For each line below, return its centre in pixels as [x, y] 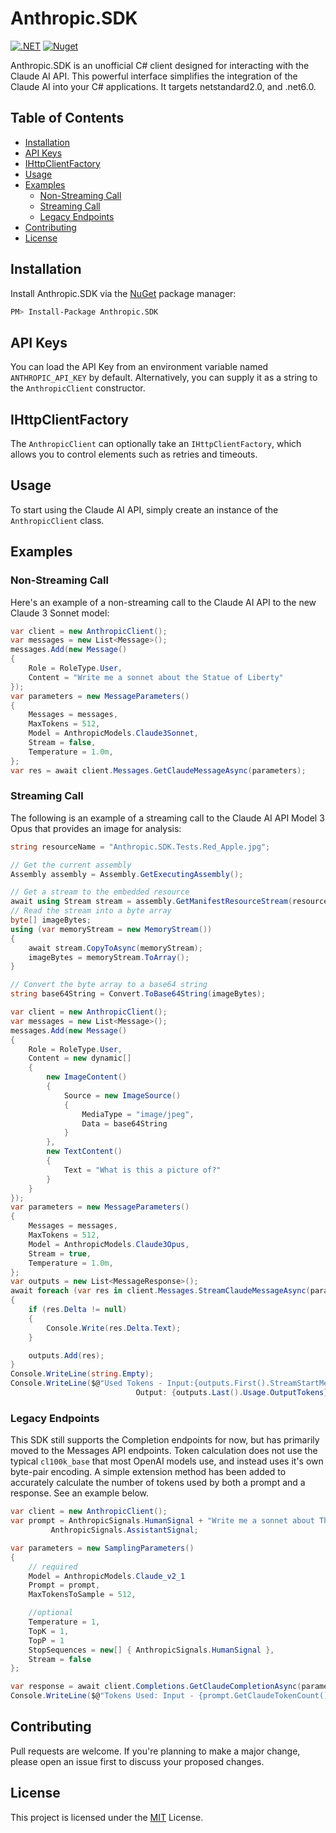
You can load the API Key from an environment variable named [139, 367]
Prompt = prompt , [64, 1585]
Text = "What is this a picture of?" [142, 1170]
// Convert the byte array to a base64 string [109, 985]
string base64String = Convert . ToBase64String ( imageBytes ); [138, 994]
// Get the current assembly [71, 865]
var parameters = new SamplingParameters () [102, 1548]
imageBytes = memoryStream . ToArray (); [109, 957]
